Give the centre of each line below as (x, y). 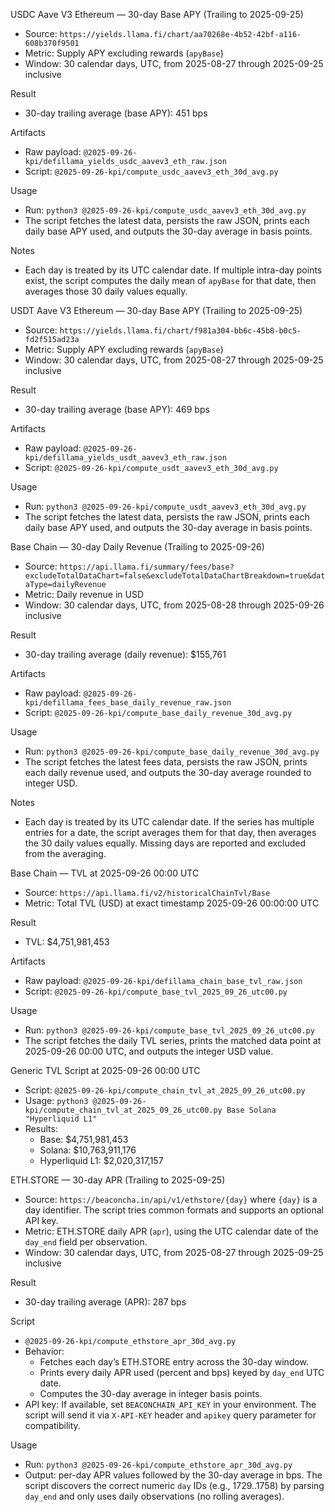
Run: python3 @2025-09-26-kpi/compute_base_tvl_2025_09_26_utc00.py (169, 1030)
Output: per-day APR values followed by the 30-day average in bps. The (173, 1475)
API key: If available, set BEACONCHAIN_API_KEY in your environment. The (170, 1404)
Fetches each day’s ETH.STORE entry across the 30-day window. (174, 1362)
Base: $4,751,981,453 (84, 1139)
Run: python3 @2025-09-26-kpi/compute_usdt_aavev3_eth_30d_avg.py (165, 506)
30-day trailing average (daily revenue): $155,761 (125, 654)
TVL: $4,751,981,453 (67, 942)
